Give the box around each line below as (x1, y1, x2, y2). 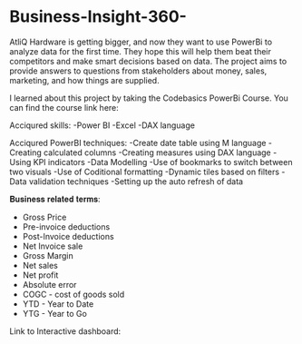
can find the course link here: (9, 102, 120, 113)
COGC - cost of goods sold (22, 289, 125, 300)
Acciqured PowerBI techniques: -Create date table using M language (9, 137, 267, 148)
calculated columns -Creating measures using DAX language (44, 147, 272, 158)
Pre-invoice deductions (22, 221, 111, 232)
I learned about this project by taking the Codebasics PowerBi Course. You (9, 93, 288, 103)
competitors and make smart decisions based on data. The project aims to (9, 55, 287, 66)
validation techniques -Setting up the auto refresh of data (28, 175, 243, 187)
